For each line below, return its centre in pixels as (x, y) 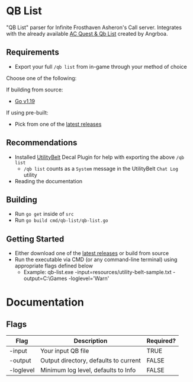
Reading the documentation (49, 181)
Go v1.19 (25, 101)
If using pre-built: (27, 112)
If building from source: (35, 90)
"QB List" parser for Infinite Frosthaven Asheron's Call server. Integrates (94, 27)
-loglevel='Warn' (89, 278)
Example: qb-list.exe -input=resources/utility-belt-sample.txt (97, 272)
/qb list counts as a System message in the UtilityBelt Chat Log (101, 168)
